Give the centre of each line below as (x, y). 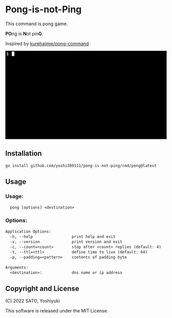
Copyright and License (42, 288)
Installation (24, 153)
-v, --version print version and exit (66, 242)
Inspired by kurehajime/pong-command (47, 43)
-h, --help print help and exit (63, 237)
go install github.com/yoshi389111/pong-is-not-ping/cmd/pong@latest (81, 166)
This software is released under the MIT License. (57, 311)
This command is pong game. (37, 24)
